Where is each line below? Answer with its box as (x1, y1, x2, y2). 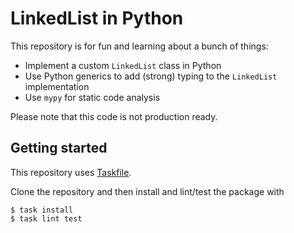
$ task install (10, 205, 74, 215)
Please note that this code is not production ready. (10, 110, 218, 122)
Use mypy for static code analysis (24, 91, 161, 103)
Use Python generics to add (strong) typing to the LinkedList (24, 70, 278, 82)
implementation (24, 80, 90, 92)
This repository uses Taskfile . (10, 166, 132, 178)
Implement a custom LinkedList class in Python (24, 59, 222, 71)
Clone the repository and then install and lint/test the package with (10, 185, 285, 197)
